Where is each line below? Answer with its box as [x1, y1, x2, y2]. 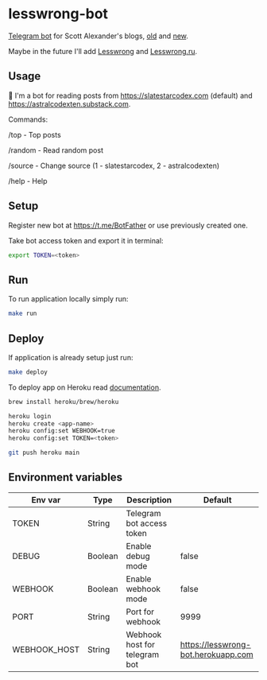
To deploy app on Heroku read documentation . [8, 383, 161, 392]
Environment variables [8, 471, 123, 484]
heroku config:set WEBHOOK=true [8, 427, 115, 435]
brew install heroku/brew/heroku [8, 398, 119, 406]
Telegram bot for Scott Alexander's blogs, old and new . [8, 31, 189, 41]
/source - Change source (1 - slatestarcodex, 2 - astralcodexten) [8, 161, 220, 170]
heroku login [8, 412, 52, 420]
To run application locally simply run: [8, 294, 129, 304]
